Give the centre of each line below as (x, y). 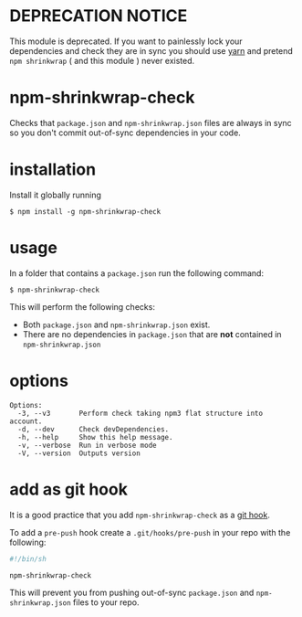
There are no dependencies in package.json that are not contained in (152, 334)
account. (26, 421)
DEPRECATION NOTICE (99, 16)
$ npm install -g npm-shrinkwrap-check (85, 211)
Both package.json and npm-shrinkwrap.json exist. (116, 324)
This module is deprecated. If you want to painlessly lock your (126, 41)
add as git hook (68, 489)
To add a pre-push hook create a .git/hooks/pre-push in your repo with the (150, 532)
